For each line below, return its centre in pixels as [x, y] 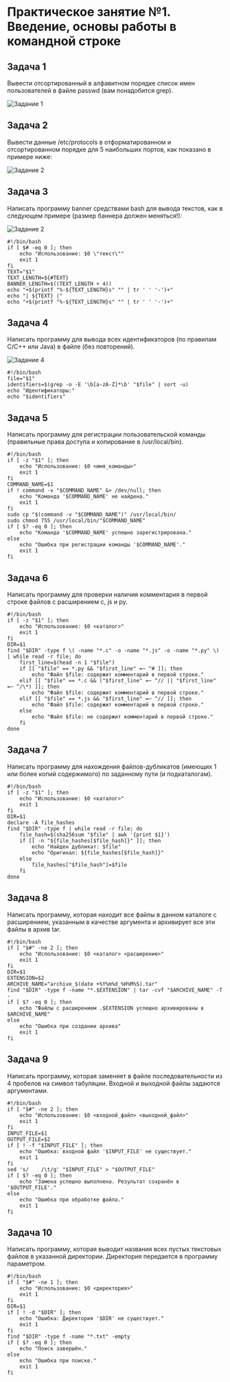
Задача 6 [28, 578]
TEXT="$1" [21, 272]
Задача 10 [30, 1232]
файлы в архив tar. [34, 929]
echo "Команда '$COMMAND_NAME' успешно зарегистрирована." [106, 533]
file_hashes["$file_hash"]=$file [80, 865]
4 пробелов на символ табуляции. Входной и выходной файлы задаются [114, 1083]
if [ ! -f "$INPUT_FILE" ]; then [55, 1145]
